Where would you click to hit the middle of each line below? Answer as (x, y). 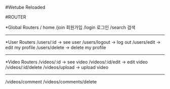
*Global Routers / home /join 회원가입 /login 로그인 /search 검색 (70, 27)
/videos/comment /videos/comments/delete (51, 82)
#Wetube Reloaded (25, 7)
